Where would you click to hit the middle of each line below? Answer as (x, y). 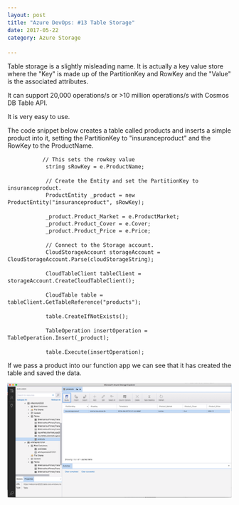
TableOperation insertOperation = (96, 331)
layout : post (27, 15)
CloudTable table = (74, 295)
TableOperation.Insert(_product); (59, 338)
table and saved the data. (44, 373)
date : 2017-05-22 (33, 30)
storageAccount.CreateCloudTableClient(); (71, 281)
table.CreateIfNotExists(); (87, 317)
